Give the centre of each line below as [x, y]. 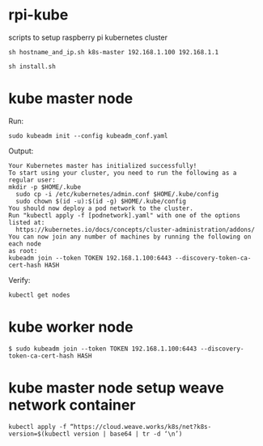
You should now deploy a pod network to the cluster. [101, 208]
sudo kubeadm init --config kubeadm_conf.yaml [88, 135]
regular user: [32, 180]
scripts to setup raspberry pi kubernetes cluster [88, 37]
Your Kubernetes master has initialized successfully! [103, 165]
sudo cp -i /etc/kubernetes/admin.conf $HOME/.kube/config [117, 194]
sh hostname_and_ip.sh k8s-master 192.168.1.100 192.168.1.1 [114, 52]
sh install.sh [32, 66]
